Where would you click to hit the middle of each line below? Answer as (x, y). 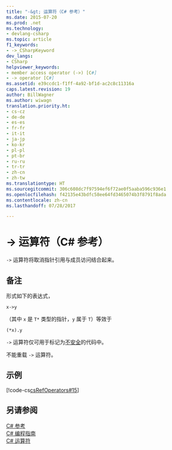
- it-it (16, 134)
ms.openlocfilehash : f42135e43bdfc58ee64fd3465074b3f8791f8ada (86, 194)
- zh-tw (16, 178)
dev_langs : (20, 56)
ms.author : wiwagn (29, 100)
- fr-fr (16, 128)
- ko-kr (16, 145)
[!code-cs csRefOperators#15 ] (43, 390)
